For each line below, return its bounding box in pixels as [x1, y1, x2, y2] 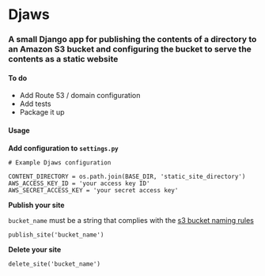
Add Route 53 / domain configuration [19, 91, 141, 100]
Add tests [19, 99, 51, 108]
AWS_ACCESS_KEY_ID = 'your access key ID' [8, 180, 150, 187]
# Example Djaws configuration [8, 158, 112, 167]
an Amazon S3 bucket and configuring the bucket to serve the [8, 43, 252, 55]
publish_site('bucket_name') [8, 231, 104, 239]
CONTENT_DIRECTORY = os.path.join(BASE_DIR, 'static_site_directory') [8, 172, 246, 180]
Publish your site [8, 200, 65, 210]
